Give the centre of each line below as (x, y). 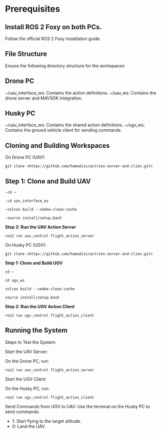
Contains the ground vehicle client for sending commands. (64, 130)
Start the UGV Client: (26, 379)
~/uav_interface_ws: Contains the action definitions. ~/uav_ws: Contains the (81, 93)
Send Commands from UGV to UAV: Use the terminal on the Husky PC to (78, 406)
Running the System (36, 330)
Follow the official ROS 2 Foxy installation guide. (53, 39)
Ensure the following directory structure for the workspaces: (65, 66)
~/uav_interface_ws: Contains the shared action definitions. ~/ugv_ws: (75, 125)
